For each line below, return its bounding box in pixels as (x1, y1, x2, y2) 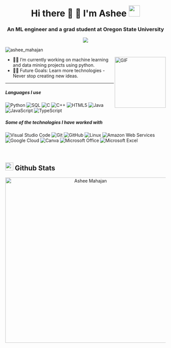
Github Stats (14, 163, 55, 172)
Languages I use (5, 90, 42, 96)
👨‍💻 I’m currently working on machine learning (12, 56, 108, 63)
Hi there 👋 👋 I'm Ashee (31, 8, 127, 19)
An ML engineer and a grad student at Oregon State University (7, 26, 164, 33)
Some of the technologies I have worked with (5, 120, 103, 126)
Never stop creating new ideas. (12, 73, 79, 79)
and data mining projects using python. (12, 62, 95, 68)
